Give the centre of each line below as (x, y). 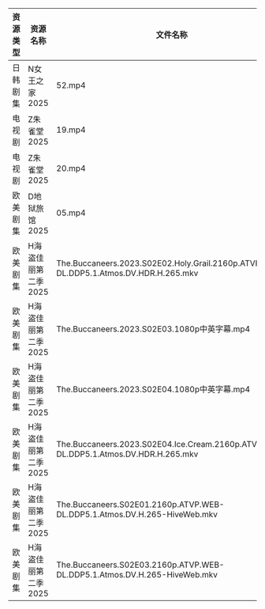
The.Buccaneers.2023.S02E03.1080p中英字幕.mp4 (153, 329)
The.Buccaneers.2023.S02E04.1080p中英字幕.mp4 (153, 389)
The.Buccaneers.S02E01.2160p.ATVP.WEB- (140, 504)
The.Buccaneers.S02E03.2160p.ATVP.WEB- (140, 565)
